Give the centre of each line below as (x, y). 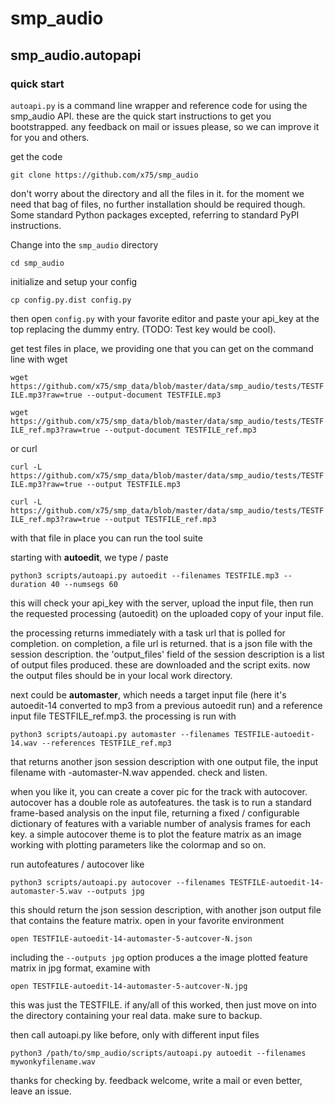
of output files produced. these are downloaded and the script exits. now (160, 664)
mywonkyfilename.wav (53, 1062)
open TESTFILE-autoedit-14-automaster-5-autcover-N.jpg (129, 986)
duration (28, 584)
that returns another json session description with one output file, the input (164, 761)
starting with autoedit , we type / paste (89, 557)
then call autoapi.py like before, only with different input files (135, 1034)
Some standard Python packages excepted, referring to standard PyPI (155, 214)
